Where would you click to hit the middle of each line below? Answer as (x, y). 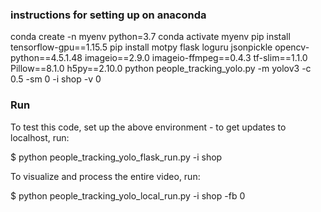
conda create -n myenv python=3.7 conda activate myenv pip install (150, 37)
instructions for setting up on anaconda (108, 15)
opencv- (292, 47)
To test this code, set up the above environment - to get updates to (148, 127)
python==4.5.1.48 (46, 58)
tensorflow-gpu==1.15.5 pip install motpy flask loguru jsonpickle (141, 47)
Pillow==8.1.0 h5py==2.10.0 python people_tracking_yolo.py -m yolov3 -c (161, 69)
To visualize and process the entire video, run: (105, 176)
